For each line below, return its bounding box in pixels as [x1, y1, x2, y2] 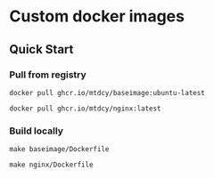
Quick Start [9, 42, 74, 57]
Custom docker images [9, 6, 185, 27]
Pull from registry [9, 69, 86, 81]
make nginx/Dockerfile [9, 160, 94, 170]
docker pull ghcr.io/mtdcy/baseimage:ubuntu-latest [9, 88, 205, 97]
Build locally [9, 125, 64, 137]
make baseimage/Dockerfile [9, 145, 110, 154]
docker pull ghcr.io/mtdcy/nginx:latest [9, 104, 162, 113]
